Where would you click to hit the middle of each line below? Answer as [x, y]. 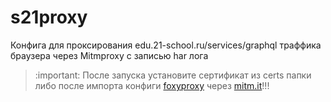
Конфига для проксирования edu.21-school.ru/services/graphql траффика [166, 45]
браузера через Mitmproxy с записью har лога [109, 55]
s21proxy [49, 17]
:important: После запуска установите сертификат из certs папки [173, 75]
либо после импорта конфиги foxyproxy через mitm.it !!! [152, 85]
